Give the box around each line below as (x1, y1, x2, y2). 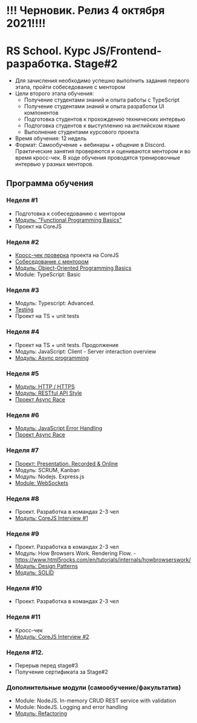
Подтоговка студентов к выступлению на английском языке (24, 122, 180, 129)
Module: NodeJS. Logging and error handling (15, 704, 128, 711)
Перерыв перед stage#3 (15, 662, 79, 669)
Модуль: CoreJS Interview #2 (15, 633, 89, 640)
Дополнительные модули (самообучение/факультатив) (6, 684, 181, 692)
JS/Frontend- (92, 44, 162, 58)
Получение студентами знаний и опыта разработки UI (24, 103, 164, 110)
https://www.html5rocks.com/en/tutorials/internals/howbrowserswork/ (15, 556, 192, 563)
